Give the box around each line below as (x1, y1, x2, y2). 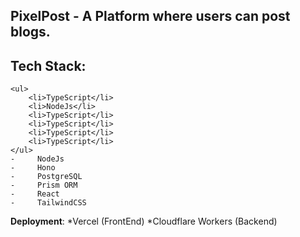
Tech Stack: (10, 57, 87, 74)
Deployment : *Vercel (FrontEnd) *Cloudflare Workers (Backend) (10, 215, 278, 228)
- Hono (10, 163, 56, 173)
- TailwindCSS (10, 198, 87, 208)
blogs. (10, 24, 51, 41)
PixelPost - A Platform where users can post (10, 8, 291, 25)
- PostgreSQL (10, 172, 83, 182)
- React (10, 189, 60, 199)
